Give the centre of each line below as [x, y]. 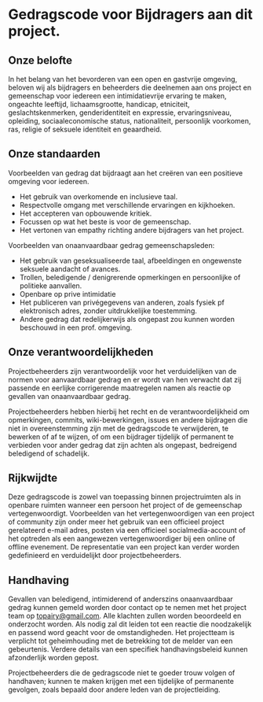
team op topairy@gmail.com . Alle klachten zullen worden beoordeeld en [125, 616]
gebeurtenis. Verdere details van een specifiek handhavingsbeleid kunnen [128, 649]
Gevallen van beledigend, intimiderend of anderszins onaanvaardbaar [121, 599]
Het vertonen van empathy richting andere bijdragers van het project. [132, 230]
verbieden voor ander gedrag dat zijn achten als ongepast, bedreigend [122, 445]
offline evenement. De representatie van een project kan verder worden [124, 547]
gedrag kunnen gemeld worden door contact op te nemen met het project [128, 608]
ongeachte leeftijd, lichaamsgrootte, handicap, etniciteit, [99, 104]
